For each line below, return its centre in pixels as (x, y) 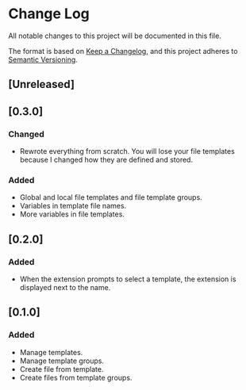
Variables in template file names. (73, 206)
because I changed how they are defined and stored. (106, 160)
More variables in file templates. (72, 214)
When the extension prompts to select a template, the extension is (128, 279)
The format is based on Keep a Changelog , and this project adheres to (123, 51)
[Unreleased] (42, 84)
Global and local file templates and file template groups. (111, 197)
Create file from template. (61, 369)
